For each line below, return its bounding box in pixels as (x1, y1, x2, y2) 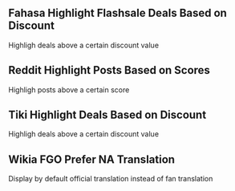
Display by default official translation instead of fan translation (8, 174, 213, 184)
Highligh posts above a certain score (8, 84, 130, 95)
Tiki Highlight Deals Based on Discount (8, 108, 207, 122)
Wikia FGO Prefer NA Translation (8, 152, 175, 166)
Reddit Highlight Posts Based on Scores (8, 63, 211, 77)
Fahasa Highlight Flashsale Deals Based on (8, 6, 227, 20)
